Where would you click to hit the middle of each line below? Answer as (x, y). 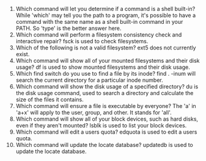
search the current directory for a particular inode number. (90, 80)
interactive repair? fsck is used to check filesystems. (82, 41)
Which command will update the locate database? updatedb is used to (104, 145)
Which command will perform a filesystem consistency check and (99, 35)
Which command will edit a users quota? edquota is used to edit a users (106, 132)
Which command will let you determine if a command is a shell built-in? (105, 9)
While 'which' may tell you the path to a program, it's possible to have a (106, 15)
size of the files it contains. (50, 99)
